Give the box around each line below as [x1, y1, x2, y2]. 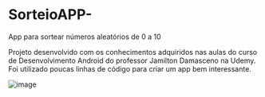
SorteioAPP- [8, 6, 93, 24]
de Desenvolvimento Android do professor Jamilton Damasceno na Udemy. [8, 56, 256, 65]
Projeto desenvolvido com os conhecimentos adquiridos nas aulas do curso [8, 47, 258, 56]
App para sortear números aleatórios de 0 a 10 [8, 32, 161, 41]
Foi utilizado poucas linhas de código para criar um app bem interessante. [8, 64, 251, 73]
